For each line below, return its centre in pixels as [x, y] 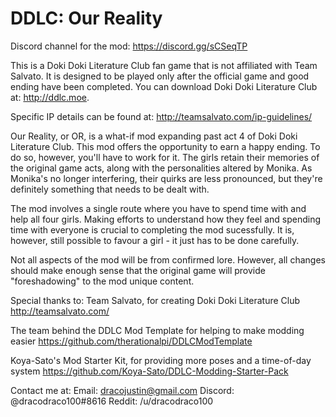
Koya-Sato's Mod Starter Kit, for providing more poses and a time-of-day [161, 360]
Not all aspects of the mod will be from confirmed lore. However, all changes [168, 259]
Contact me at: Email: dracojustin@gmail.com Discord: [122, 390]
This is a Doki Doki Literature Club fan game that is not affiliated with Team [164, 65]
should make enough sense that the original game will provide [138, 270]
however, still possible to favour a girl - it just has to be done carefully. [155, 240]
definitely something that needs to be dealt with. [110, 189]
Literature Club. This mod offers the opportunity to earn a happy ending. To [165, 146]
